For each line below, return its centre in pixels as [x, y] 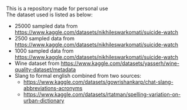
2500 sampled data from [45, 38]
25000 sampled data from [46, 26]
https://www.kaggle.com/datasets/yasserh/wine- [120, 63]
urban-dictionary [44, 101]
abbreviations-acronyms [53, 88]
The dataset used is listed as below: [49, 15]
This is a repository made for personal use [57, 8]
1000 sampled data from [44, 51]
